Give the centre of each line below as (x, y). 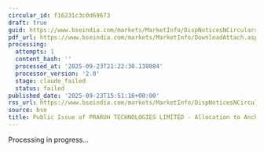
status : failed (40, 88)
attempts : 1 (35, 52)
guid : (17, 30)
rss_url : (22, 103)
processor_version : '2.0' (58, 74)
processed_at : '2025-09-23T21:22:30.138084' (89, 67)
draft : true (27, 23)
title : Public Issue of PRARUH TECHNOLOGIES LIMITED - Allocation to (125, 118)
